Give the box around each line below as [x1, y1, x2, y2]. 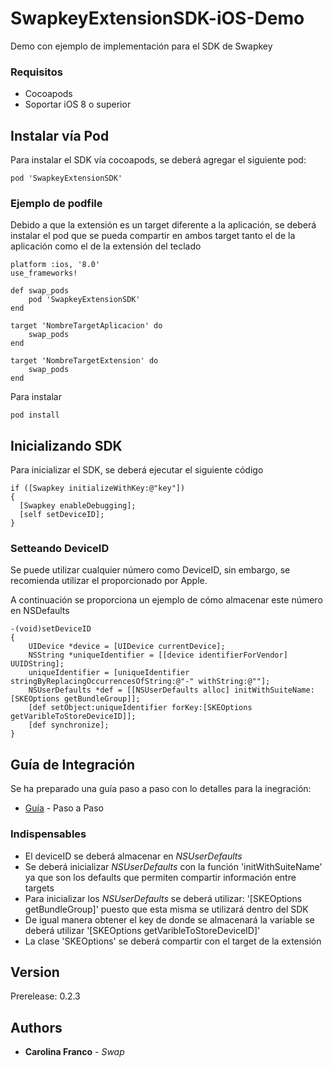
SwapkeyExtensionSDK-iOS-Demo [10, 7, 305, 30]
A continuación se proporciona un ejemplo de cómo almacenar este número [10, 594, 323, 606]
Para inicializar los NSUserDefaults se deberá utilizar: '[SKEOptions [24, 892, 303, 904]
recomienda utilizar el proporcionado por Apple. [10, 575, 208, 587]
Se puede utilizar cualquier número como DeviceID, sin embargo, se [10, 564, 291, 576]
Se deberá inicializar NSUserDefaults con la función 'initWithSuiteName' [24, 860, 323, 872]
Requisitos [10, 65, 63, 79]
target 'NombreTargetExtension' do [10, 356, 159, 366]
